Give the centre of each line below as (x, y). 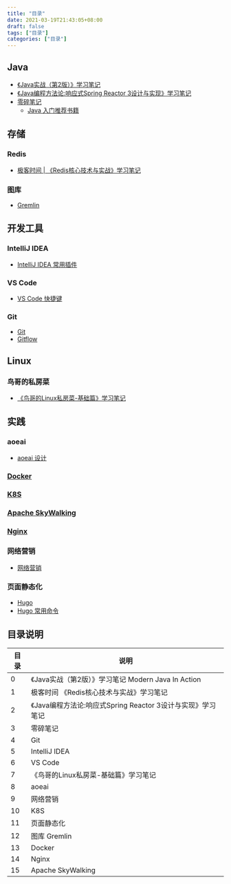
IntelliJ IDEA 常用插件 (47, 264)
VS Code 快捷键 (40, 298)
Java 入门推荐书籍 (53, 110)
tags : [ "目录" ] (28, 33)
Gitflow (27, 339)
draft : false (26, 26)
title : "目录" (26, 13)
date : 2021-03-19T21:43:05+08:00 (55, 20)
